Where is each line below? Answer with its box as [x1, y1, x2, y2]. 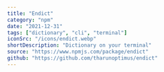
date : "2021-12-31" [7, 23, 63, 29]
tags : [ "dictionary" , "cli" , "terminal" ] [7, 29, 128, 36]
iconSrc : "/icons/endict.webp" [7, 36, 97, 43]
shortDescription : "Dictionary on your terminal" [7, 42, 152, 49]
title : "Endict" [7, 10, 54, 17]
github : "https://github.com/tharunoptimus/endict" [7, 55, 158, 62]
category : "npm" [7, 16, 54, 23]
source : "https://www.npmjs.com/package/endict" [7, 49, 149, 56]
